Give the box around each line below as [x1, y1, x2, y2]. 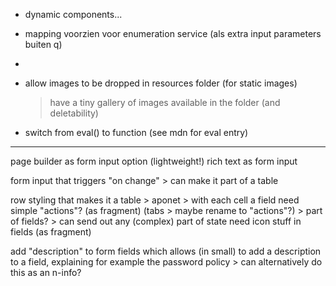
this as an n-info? [10, 267, 82, 278]
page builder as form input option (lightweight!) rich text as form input [10, 155, 298, 167]
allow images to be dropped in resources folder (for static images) [24, 77, 298, 89]
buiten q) [24, 39, 63, 50]
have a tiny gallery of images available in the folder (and [49, 97, 281, 108]
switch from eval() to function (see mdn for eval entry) [24, 127, 249, 138]
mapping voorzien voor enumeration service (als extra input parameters [24, 28, 322, 39]
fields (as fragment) [10, 226, 92, 238]
